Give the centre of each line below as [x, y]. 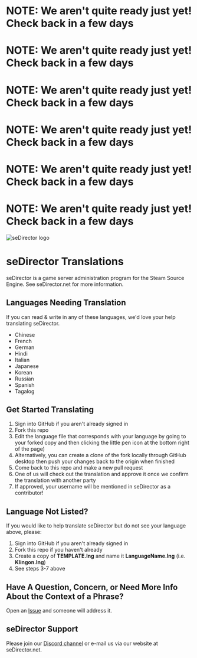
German [24, 347]
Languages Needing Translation [66, 303]
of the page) [30, 449]
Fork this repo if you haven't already [59, 550]
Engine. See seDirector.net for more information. [65, 284]
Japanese [27, 366]
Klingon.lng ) [30, 562]
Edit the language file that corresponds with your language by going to [100, 437]
